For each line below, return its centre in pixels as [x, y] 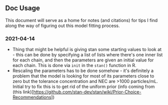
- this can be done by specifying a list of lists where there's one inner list [88, 55]
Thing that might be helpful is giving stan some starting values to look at [87, 49]
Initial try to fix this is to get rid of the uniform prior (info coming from [83, 86]
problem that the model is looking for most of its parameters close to [83, 76]
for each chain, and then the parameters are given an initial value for [83, 60]
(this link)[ [23, 92]
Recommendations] [33, 97]
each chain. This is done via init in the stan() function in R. [74, 65]
